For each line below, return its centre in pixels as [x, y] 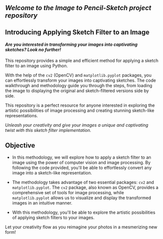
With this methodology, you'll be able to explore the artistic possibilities [84, 212]
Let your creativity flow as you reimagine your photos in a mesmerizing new [81, 227]
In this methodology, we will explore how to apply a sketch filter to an [81, 157]
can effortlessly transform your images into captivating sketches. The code [81, 80]
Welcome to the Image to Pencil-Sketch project [78, 8]
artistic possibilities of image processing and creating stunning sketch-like [80, 110]
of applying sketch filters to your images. [53, 217]
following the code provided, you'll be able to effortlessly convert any [82, 167]
